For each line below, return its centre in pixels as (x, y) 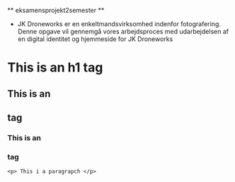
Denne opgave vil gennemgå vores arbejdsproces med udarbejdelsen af (123, 32)
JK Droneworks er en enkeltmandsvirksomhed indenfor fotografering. (119, 24)
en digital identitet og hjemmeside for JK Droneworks (95, 39)
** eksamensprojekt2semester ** (56, 10)
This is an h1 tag (55, 68)
